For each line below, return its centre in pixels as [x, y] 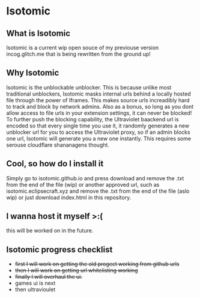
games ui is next [35, 283]
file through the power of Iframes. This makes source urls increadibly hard [98, 100]
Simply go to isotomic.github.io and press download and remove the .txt [95, 178]
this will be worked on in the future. [50, 231]
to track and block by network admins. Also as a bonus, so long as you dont [100, 106]
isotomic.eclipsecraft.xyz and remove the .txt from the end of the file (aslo [98, 191]
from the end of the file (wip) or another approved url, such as [83, 184]
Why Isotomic [33, 73]
